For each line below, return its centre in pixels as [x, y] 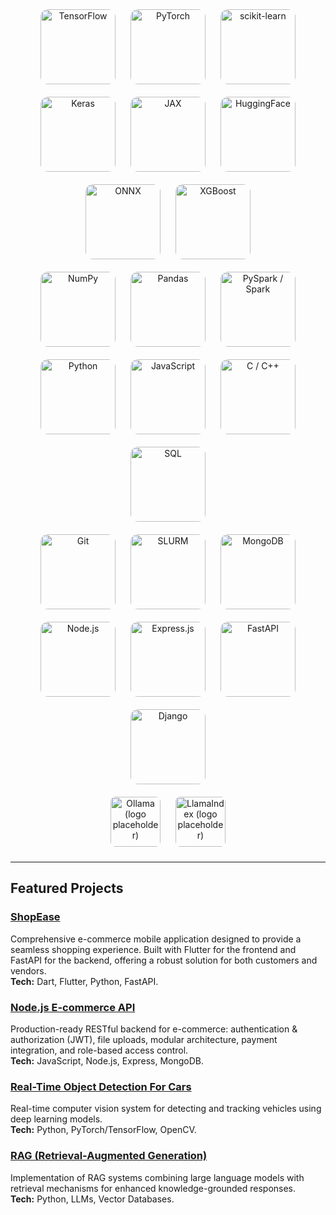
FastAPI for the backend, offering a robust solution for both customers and [164, 960]
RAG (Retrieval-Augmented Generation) [109, 1156]
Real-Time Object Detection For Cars [101, 1086]
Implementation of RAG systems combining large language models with [157, 1177]
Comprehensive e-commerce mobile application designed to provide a [156, 939]
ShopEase [35, 917]
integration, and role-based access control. [99, 1050]
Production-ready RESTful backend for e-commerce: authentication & [154, 1029]
